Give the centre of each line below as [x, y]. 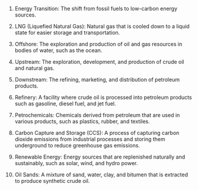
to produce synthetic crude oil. [52, 181]
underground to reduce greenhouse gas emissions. [77, 145]
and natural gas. [34, 68]
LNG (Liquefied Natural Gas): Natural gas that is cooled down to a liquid [102, 26]
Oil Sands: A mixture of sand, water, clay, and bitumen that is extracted [101, 175]
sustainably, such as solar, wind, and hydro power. [76, 163]
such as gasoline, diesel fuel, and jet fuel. [66, 104]
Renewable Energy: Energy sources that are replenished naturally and [100, 157]
